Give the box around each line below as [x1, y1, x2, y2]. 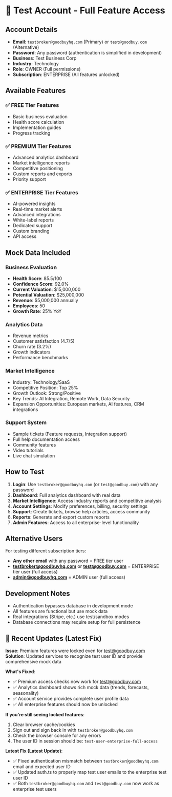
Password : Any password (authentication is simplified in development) [12, 50, 162, 55]
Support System [5, 419, 47, 426]
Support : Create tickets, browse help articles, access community [12, 508, 150, 514]
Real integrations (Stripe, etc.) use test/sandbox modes [12, 614, 130, 620]
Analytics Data [5, 321, 43, 328]
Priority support [12, 176, 46, 182]
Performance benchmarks [12, 355, 68, 361]
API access [12, 233, 37, 239]
